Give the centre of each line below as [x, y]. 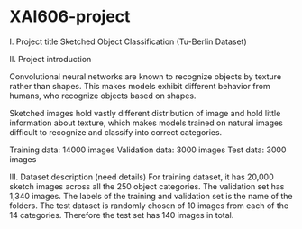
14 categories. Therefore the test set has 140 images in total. [122, 215]
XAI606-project [70, 17]
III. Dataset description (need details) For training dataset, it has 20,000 [142, 177]
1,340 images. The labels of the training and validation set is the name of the [151, 196]
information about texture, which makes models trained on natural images [146, 123]
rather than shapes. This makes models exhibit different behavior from [140, 86]
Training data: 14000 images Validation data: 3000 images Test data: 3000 [148, 150]
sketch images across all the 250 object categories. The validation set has [147, 186]
